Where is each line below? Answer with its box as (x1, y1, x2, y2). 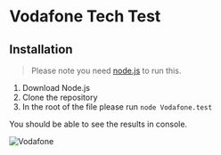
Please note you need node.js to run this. (30, 65, 182, 76)
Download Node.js (21, 83, 91, 93)
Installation (9, 42, 73, 57)
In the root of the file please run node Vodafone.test (21, 102, 212, 112)
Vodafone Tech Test (9, 6, 161, 27)
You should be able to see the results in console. (9, 118, 188, 129)
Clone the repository (21, 92, 98, 102)
